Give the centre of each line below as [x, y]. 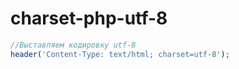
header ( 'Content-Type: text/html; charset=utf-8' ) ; [120, 54]
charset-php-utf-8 [89, 18]
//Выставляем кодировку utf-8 [73, 45]
